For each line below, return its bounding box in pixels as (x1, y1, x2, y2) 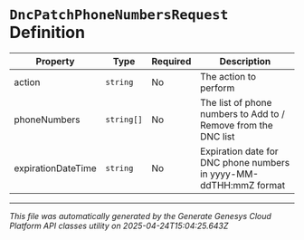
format (256, 178, 286, 191)
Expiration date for (200, 145, 279, 158)
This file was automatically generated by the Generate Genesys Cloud (9, 210, 271, 221)
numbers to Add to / (200, 107, 285, 120)
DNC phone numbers (200, 156, 290, 168)
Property (35, 54, 75, 67)
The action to (200, 70, 256, 82)
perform (200, 82, 235, 94)
